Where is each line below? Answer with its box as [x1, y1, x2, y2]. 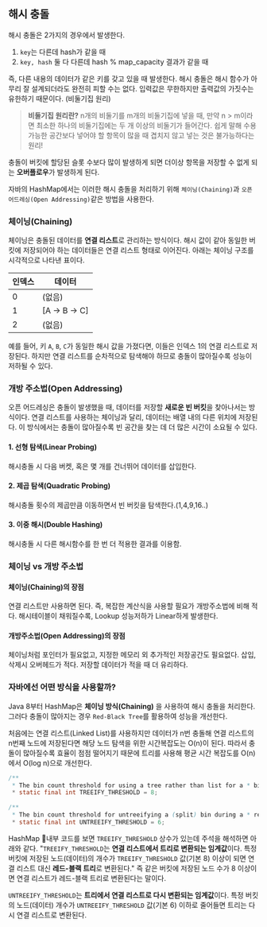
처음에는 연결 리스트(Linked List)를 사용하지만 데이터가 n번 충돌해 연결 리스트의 [8, 728, 254, 738]
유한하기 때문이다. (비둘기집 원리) [8, 94, 111, 103]
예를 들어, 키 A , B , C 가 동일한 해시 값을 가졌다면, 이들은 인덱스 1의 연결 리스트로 [8, 341, 250, 351]
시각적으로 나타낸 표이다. [8, 255, 85, 265]
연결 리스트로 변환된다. [16, 910, 87, 920]
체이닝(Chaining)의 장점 [8, 582, 85, 591]
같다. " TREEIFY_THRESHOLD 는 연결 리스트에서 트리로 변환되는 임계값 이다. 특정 [22, 844, 257, 853]
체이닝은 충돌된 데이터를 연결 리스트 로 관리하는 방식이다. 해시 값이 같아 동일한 [8, 235, 248, 245]
